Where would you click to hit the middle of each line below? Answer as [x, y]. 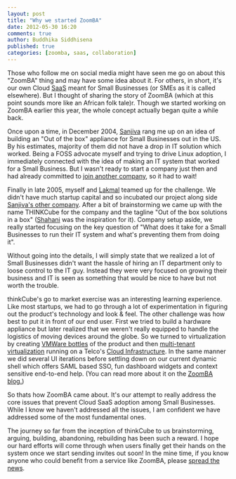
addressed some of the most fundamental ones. [77, 417]
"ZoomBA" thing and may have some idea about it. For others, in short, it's [114, 80]
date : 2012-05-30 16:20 [42, 27]
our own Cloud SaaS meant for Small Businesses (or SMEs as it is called [111, 88]
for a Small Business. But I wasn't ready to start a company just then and [112, 169]
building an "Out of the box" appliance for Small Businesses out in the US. [114, 138]
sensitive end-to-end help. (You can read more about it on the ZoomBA [110, 374]
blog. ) [16, 381]
